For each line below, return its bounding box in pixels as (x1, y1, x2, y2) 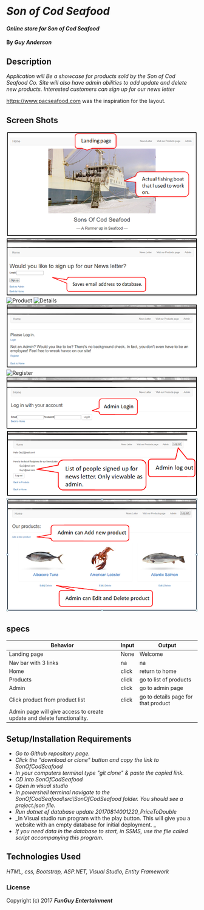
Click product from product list (8, 696, 86, 703)
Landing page (8, 650, 44, 658)
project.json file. (15, 802, 56, 809)
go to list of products (139, 676, 191, 683)
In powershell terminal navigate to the (15, 789, 110, 796)
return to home (139, 667, 177, 675)
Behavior (50, 642, 74, 649)
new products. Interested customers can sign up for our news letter (6, 85, 175, 93)
